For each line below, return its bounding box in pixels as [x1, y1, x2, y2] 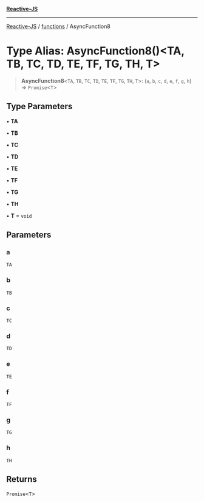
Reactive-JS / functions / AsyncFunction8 [6, 23, 110, 30]
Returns [6, 474, 38, 484]
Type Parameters [6, 101, 73, 112]
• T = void [6, 212, 32, 219]
